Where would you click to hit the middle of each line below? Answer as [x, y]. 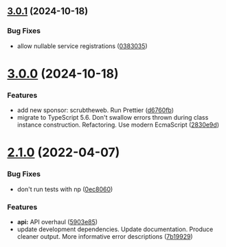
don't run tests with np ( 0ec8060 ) [65, 189]
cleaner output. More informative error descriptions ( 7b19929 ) [105, 236]
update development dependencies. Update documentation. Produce [115, 229]
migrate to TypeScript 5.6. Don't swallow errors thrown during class [113, 118]
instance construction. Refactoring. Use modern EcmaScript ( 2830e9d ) [118, 125]
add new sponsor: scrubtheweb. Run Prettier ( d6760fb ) [95, 110]
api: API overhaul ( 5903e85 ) [57, 222]
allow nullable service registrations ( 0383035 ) [82, 46]
